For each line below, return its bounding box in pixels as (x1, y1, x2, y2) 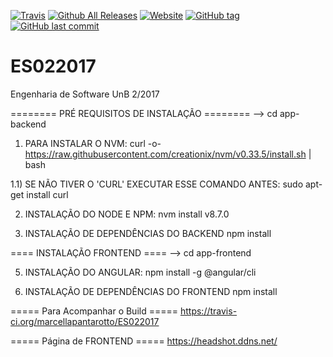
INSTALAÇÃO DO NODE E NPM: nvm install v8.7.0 (24, 208, 230, 220)
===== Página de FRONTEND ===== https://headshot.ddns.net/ (10, 335, 278, 347)
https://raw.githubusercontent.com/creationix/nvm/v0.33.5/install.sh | (24, 148, 312, 160)
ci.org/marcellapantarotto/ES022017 (10, 315, 160, 327)
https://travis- (179, 305, 238, 317)
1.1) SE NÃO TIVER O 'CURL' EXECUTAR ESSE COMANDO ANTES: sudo (10, 178, 304, 190)
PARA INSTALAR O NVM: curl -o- (24, 137, 162, 149)
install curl (26, 188, 69, 200)
